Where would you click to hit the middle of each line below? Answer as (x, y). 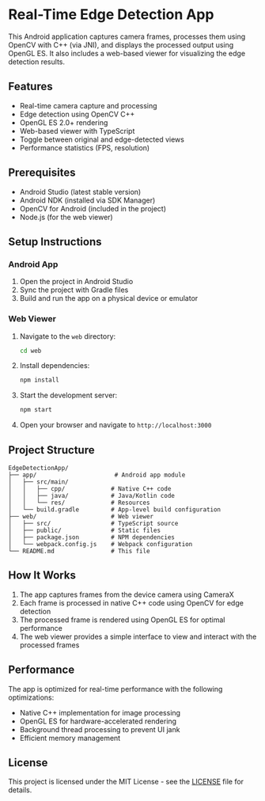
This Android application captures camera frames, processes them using (127, 36)
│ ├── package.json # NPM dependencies (92, 537)
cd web (30, 351)
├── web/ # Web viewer (81, 516)
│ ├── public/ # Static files (84, 530)
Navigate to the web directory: (68, 336)
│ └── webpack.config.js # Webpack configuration (100, 544)
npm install (39, 380)
